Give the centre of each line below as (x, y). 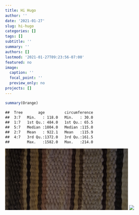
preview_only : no (27, 83)
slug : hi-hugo (20, 26)
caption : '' (22, 73)
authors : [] (17, 52)
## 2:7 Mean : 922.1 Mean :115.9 (49, 132)
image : (12, 67)
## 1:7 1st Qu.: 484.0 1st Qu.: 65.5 (49, 122)
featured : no (18, 62)
